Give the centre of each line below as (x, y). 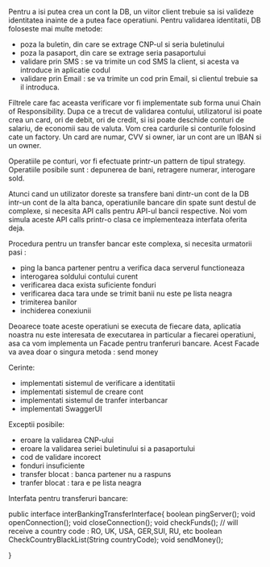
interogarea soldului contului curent (79, 276)
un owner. (25, 145)
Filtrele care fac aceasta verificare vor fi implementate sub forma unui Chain (135, 103)
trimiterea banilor (48, 302)
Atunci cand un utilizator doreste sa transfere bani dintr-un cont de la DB (129, 194)
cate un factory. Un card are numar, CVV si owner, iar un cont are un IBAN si (135, 137)
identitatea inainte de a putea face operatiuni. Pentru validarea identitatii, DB (135, 20)
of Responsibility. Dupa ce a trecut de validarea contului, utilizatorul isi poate (135, 111)
